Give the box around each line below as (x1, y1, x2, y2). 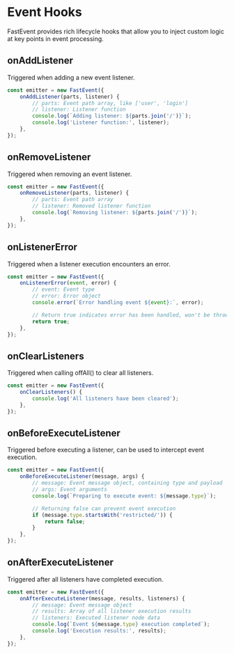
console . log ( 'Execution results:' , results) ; (32, 628, 167, 635)
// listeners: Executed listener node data (32, 614, 160, 621)
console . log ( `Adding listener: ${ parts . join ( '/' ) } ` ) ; (32, 113, 192, 120)
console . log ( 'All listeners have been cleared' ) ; (32, 394, 179, 402)
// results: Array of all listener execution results (32, 608, 192, 615)
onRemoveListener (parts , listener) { (19, 189, 130, 197)
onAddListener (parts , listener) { (19, 93, 120, 100)
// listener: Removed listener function (32, 202, 151, 209)
